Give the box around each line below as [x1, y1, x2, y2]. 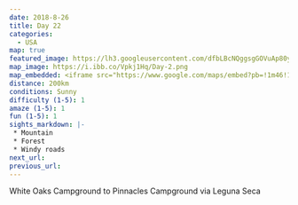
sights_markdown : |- [9, 121, 86, 130]
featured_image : [9, 54, 69, 63]
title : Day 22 [9, 21, 62, 30]
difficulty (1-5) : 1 [9, 95, 86, 105]
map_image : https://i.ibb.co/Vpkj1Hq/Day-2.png [9, 63, 189, 72]
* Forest [12, 137, 46, 146]
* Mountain [12, 129, 53, 138]
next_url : [9, 153, 46, 162]
